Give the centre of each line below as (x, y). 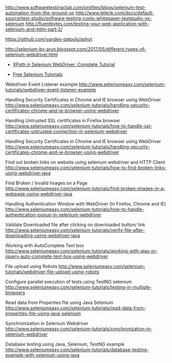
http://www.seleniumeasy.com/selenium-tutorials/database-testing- (77, 350)
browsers (15, 293)
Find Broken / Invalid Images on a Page (47, 183)
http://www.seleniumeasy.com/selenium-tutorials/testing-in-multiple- (79, 287)
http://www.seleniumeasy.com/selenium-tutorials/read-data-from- (76, 308)
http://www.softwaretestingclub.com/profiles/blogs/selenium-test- (76, 7)
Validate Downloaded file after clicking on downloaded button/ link (75, 225)
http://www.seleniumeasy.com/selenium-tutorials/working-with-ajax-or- (81, 251)
